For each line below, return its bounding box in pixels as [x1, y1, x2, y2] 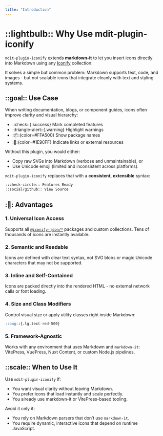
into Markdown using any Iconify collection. [5, 60, 93, 66]
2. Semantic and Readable [5, 243, 68, 250]
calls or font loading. [5, 288, 46, 294]
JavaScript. [12, 425, 36, 431]
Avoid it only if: [5, 405, 35, 411]
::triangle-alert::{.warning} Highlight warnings [12, 127, 104, 132]
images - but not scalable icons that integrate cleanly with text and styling [5, 74, 154, 81]
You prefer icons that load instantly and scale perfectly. [12, 391, 123, 396]
